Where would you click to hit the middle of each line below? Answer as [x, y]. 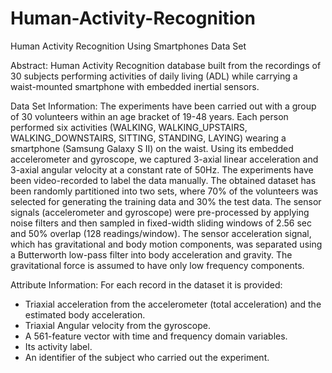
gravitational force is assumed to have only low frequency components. [157, 265]
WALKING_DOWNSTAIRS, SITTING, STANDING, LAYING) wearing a [148, 138]
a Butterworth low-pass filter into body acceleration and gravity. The [151, 254]
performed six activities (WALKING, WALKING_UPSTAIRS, [129, 127]
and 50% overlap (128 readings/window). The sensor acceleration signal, [161, 233]
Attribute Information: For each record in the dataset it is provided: [146, 284]
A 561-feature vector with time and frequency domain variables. [156, 336]
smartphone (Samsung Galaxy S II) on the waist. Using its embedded [152, 148]
